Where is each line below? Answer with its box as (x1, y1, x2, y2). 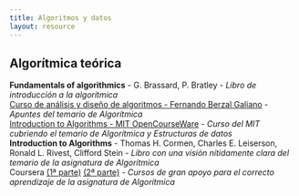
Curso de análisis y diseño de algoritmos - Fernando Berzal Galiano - (9, 99, 269, 110)
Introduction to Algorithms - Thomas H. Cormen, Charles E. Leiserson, (9, 138, 278, 149)
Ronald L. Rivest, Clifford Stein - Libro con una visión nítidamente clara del (9, 148, 290, 159)
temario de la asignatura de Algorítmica (9, 157, 160, 169)
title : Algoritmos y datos (9, 13, 112, 23)
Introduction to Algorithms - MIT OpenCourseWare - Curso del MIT (9, 119, 261, 129)
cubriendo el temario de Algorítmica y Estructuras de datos (9, 129, 232, 139)
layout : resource (9, 22, 76, 31)
